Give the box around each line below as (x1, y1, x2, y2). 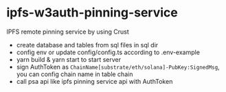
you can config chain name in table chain (16, 70, 133, 78)
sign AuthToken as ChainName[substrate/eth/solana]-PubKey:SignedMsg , (16, 62, 221, 71)
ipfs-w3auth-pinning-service (6, 5, 178, 21)
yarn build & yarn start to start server (16, 55, 122, 63)
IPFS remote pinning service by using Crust (6, 27, 130, 36)
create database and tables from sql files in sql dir (16, 41, 159, 49)
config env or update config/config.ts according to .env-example (16, 48, 201, 56)
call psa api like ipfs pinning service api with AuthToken (16, 77, 173, 85)
